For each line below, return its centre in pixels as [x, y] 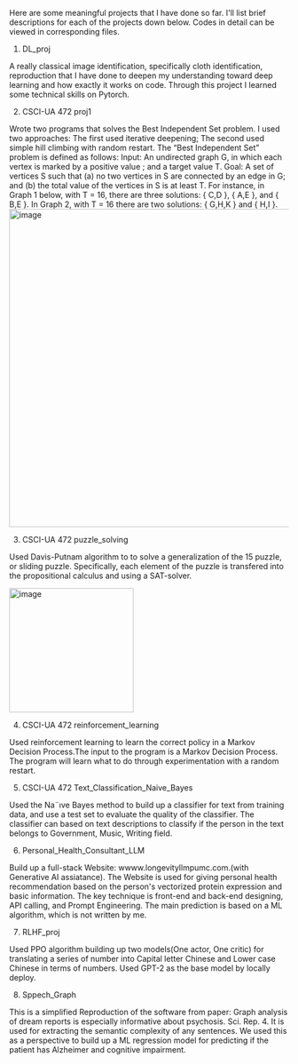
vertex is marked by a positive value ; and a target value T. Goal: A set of [142, 167]
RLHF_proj [41, 932]
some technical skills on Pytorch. [70, 94]
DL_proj [36, 49]
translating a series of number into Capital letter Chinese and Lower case [143, 959]
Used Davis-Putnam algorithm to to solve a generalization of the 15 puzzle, [145, 557]
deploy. [23, 977]
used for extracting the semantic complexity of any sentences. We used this [148, 1031]
